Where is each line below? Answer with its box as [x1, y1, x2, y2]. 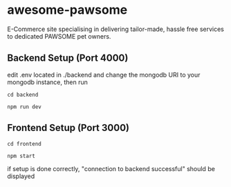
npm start [7, 152, 36, 159]
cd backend [7, 91, 39, 98]
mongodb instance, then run [7, 78, 89, 86]
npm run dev [7, 103, 41, 110]
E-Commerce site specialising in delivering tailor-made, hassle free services [7, 25, 225, 33]
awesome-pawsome [7, 2, 128, 18]
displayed [7, 172, 35, 180]
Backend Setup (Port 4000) [7, 52, 129, 64]
